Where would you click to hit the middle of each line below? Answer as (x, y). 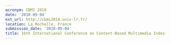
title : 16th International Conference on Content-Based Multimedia (78, 33)
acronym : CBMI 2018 (26, 10)
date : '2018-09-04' (26, 15)
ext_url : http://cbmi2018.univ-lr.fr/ (46, 19)
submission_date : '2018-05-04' (38, 29)
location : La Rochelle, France (38, 24)
